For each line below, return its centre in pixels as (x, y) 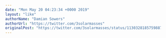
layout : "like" (21, 14)
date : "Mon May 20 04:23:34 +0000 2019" (47, 10)
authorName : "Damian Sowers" (35, 19)
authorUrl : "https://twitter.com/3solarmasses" (55, 23)
